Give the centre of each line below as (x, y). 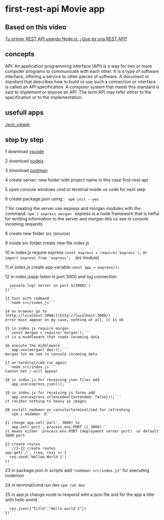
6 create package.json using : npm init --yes (52, 199)
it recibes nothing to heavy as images (46, 402)
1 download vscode (24, 152)
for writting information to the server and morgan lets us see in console (77, 219)
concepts (20, 54)
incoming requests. (24, 224)
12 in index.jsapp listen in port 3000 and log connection (61, 277)
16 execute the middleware (33, 346)
